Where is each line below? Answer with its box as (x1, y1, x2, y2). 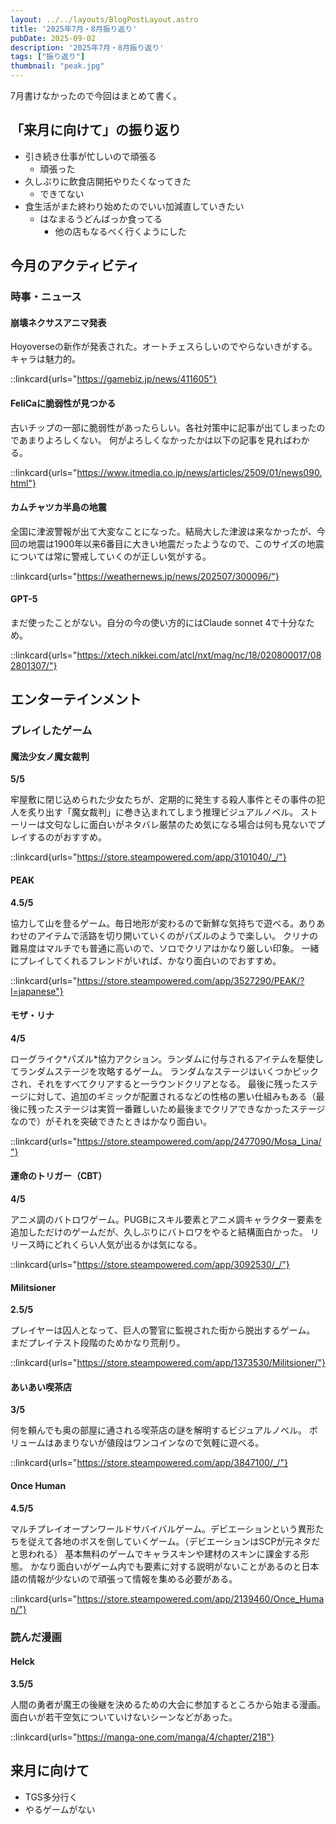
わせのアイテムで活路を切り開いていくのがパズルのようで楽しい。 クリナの (10, 929, 319, 941)
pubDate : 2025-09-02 (10, 33, 97, 43)
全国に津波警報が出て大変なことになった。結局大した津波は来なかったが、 (10, 525, 317, 537)
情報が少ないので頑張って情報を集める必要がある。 (27, 1572, 238, 1585)
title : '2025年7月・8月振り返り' (10, 24, 138, 34)
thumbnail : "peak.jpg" (10, 61, 105, 71)
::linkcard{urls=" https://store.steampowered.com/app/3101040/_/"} (10, 851, 287, 863)
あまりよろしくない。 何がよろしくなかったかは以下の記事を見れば (18, 434, 293, 446)
